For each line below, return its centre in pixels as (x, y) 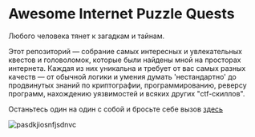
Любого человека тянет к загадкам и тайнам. (87, 36)
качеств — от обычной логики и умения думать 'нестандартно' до (122, 76)
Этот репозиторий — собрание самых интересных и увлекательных (125, 51)
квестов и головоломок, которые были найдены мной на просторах (125, 60)
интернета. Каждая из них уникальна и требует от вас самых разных (127, 68)
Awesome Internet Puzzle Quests (121, 14)
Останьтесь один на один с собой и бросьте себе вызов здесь (115, 109)
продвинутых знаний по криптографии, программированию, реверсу (127, 85)
